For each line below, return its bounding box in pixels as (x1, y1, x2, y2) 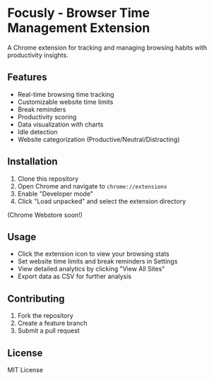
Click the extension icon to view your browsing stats (17, 249, 170, 259)
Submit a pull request (17, 326, 80, 335)
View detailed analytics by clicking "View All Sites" (17, 265, 165, 273)
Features (7, 71, 47, 83)
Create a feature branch (17, 319, 88, 328)
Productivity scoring (17, 112, 77, 121)
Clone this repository (17, 174, 79, 183)
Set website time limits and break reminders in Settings (17, 257, 178, 266)
